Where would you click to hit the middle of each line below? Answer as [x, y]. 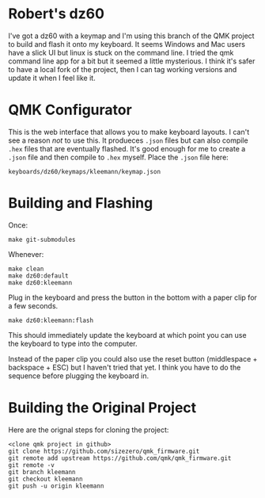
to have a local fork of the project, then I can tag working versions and [123, 69]
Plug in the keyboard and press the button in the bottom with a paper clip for [132, 297]
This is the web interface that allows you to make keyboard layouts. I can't [129, 132]
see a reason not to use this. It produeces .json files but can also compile [128, 140]
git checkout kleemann [45, 479]
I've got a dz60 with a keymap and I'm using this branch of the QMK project [131, 36]
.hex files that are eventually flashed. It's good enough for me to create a [127, 148]
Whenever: [26, 254]
